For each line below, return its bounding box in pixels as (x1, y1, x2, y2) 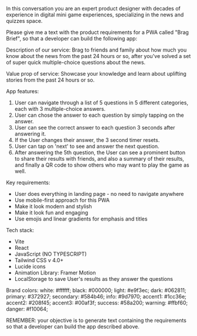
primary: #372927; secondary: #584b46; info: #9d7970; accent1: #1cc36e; (6, 293, 186, 300)
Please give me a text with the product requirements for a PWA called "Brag (6, 29, 189, 36)
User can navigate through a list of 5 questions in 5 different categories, (14, 99, 189, 106)
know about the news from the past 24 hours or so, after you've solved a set (6, 53, 191, 59)
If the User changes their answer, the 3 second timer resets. (14, 137, 160, 143)
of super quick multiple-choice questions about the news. (6, 59, 145, 66)
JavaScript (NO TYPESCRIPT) (14, 250, 87, 257)
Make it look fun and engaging (14, 209, 89, 216)
